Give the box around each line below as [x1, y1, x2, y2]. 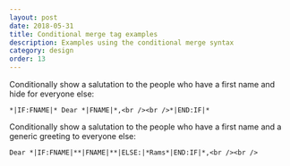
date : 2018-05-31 [9, 21, 74, 30]
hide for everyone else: [9, 88, 95, 99]
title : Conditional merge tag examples [9, 29, 158, 38]
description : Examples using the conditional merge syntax [9, 37, 235, 47]
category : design [9, 46, 74, 55]
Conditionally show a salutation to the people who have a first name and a [9, 121, 282, 132]
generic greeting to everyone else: [9, 131, 137, 141]
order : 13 [9, 54, 47, 63]
